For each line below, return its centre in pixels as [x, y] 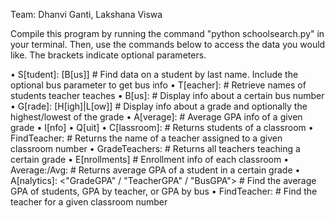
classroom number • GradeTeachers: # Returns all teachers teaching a [155, 148]
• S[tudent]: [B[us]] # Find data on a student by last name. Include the [154, 74]
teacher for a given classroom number [89, 202]
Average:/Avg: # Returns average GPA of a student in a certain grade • [155, 170]
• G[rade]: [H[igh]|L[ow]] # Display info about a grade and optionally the [159, 106]
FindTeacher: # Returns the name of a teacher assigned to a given [146, 138]
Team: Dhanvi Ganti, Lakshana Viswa [86, 14]
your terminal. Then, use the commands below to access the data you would [168, 44]
